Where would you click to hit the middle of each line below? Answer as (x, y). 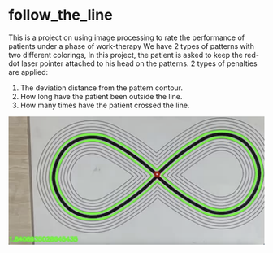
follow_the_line (61, 15)
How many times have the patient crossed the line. (105, 105)
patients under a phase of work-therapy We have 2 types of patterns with (131, 46)
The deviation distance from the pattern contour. (102, 88)
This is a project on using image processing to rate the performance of (127, 37)
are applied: (28, 72)
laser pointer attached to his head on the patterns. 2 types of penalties (139, 63)
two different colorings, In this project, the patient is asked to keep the (126, 55)
